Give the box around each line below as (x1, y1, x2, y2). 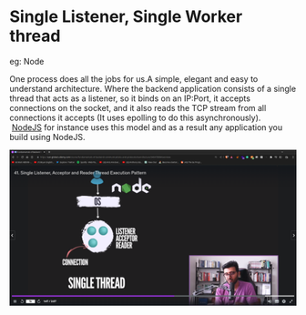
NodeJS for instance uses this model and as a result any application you (11, 121, 283, 133)
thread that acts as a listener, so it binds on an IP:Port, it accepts (9, 93, 250, 104)
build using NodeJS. (9, 131, 86, 142)
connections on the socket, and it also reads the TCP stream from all (9, 102, 267, 113)
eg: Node (9, 56, 45, 66)
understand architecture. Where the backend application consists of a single (9, 83, 297, 94)
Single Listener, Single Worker (9, 6, 243, 27)
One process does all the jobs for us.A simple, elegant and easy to (9, 73, 259, 84)
